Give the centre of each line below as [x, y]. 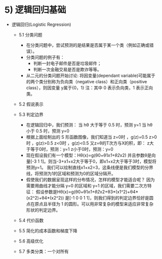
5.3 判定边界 [31, 114]
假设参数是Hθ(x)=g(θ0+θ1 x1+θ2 [68, 192]
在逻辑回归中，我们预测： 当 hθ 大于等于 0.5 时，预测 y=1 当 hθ [89, 125]
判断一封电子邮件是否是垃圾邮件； [67, 63]
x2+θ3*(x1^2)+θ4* [119, 192]
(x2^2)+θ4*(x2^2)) [45, 198]
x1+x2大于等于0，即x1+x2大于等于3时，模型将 [110, 161]
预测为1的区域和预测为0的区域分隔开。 [77, 173]
